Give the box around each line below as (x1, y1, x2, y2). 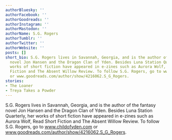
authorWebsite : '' (5, 45, 45, 50)
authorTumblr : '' (5, 36, 42, 41)
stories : (5, 78, 24, 83)
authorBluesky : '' (5, 7, 45, 13)
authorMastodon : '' (5, 26, 47, 32)
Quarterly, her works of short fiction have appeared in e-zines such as (5, 113, 154, 119)
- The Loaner (5, 83, 33, 88)
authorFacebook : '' (5, 12, 47, 17)
